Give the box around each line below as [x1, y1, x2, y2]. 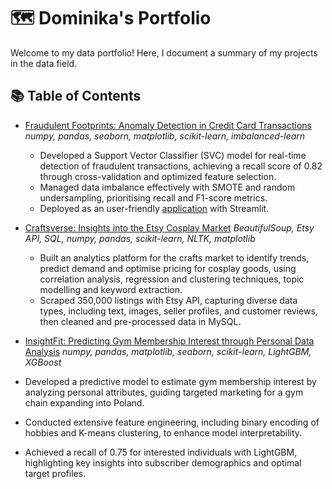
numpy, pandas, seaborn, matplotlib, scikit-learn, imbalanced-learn [24, 130, 306, 142]
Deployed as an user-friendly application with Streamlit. [39, 202, 270, 214]
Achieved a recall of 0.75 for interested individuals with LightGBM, [24, 446, 298, 458]
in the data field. [10, 57, 78, 69]
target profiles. [24, 467, 87, 479]
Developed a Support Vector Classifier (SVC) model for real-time [39, 149, 307, 161]
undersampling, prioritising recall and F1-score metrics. [39, 191, 268, 204]
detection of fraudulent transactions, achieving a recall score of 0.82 [39, 160, 323, 172]
